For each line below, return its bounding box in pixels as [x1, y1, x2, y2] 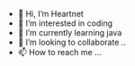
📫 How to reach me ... [17, 47, 102, 57]
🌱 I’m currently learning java [17, 28, 122, 37]
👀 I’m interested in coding [17, 18, 113, 29]
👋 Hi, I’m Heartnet [17, 9, 84, 19]
